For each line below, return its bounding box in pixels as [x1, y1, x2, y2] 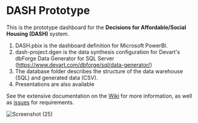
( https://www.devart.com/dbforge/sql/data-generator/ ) [15, 61, 153, 68]
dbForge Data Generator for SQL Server [15, 55, 114, 62]
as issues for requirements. [6, 98, 74, 106]
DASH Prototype [6, 4, 90, 18]
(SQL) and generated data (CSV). [15, 74, 98, 81]
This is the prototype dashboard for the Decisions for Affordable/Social [6, 24, 186, 31]
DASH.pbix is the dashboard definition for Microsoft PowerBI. [15, 42, 168, 49]
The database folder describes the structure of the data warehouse [15, 67, 183, 75]
